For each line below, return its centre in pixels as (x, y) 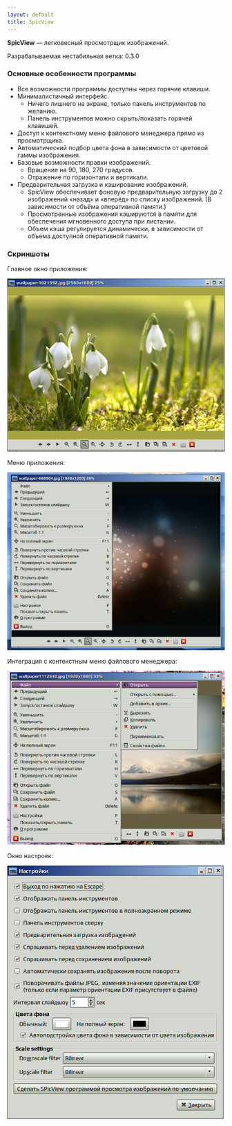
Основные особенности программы (72, 74)
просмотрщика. (40, 140)
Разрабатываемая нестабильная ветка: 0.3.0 (73, 56)
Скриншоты (29, 254)
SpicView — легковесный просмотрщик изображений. (88, 42)
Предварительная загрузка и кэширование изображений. (103, 184)
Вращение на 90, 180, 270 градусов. (81, 170)
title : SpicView (30, 22)
